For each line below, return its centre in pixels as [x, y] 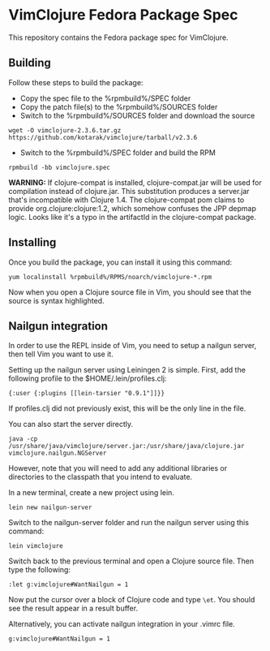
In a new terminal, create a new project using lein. [91, 493]
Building [30, 63]
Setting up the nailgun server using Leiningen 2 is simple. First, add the [127, 370]
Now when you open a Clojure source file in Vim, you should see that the [130, 292]
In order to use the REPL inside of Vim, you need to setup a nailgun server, [133, 346]
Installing [32, 242]
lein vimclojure [36, 546]
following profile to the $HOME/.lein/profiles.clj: [88, 378]
